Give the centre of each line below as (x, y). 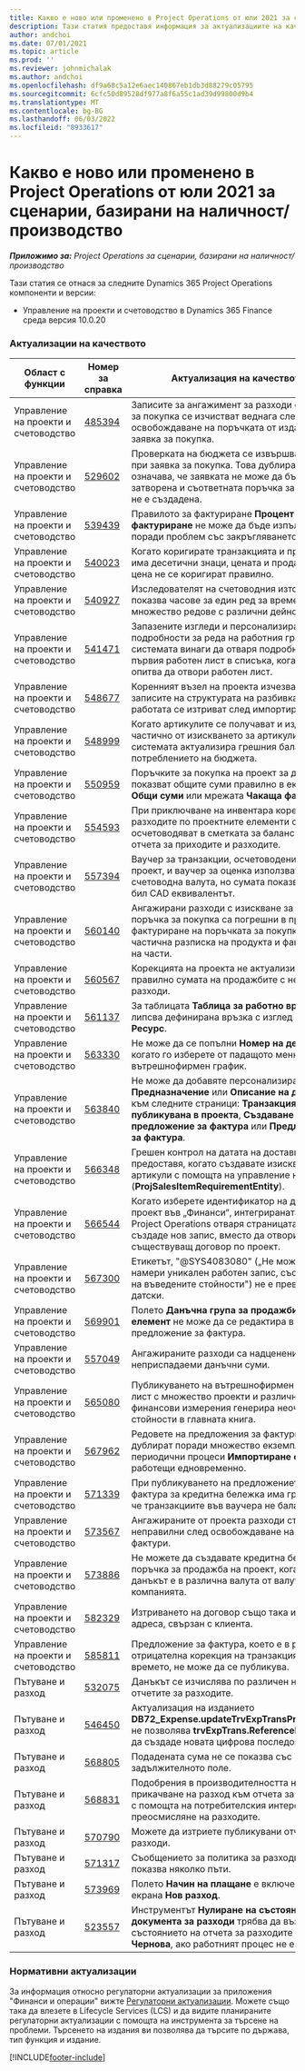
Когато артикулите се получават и (207, 724)
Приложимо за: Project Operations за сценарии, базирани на (129, 255)
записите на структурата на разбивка (215, 698)
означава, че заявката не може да (207, 476)
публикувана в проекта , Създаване (213, 1115)
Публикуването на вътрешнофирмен (213, 1385)
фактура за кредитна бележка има (208, 1494)
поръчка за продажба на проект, (204, 1569)
